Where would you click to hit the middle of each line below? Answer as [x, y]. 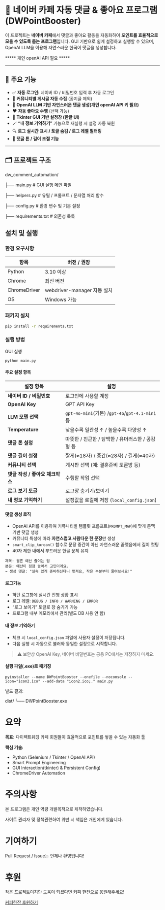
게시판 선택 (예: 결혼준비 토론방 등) [103, 465]
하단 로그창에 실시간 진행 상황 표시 [45, 595]
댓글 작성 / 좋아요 [27, 474]
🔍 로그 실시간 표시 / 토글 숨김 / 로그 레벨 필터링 [57, 131]
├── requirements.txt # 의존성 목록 [40, 216]
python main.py [21, 361]
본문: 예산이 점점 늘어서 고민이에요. [37, 566]
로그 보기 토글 [23, 491]
